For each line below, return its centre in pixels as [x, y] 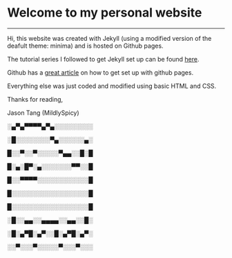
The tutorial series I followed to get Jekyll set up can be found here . [103, 59]
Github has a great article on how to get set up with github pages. [100, 72]
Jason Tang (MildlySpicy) [43, 113]
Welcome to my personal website [105, 13]
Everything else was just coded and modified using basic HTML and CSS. [112, 86]
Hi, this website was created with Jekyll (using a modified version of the [109, 38]
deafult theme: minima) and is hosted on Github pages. [85, 46]
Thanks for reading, [35, 99]
